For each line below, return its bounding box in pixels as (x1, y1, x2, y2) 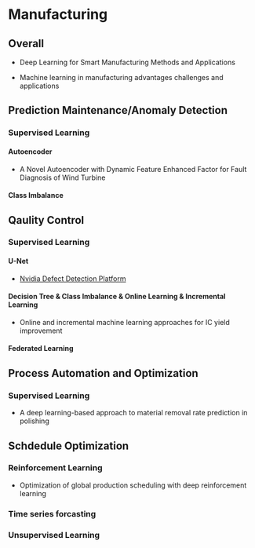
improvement (19, 326, 63, 335)
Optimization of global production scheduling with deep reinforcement (19, 480, 247, 490)
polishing (19, 416, 49, 426)
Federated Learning (8, 344, 74, 353)
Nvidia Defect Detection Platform (19, 273, 126, 283)
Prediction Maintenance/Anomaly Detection (8, 104, 228, 117)
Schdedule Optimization (8, 439, 129, 452)
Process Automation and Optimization (8, 367, 199, 380)
